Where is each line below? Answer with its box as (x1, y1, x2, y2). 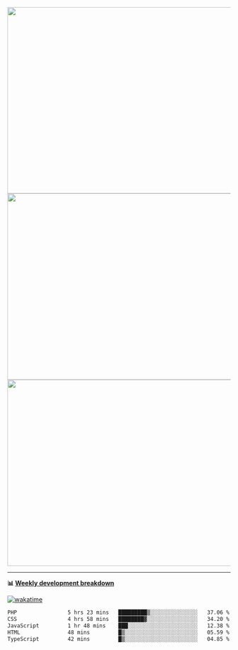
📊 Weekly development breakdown (7, 579, 115, 587)
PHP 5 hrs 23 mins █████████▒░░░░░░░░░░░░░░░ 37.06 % (7, 609, 230, 616)
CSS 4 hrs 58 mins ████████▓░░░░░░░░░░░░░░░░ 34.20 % (7, 615, 230, 622)
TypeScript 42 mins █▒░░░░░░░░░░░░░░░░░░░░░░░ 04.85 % (7, 635, 230, 642)
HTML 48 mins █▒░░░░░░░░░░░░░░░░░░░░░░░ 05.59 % (7, 629, 230, 636)
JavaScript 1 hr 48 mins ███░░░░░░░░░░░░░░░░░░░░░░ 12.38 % (7, 622, 230, 629)
